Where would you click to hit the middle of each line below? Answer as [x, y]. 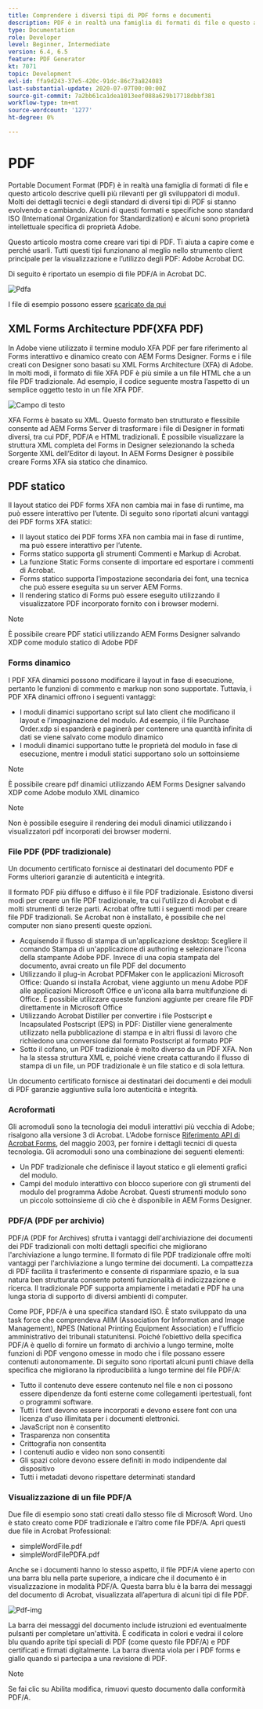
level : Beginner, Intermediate [59, 45]
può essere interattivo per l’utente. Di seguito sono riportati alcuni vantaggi [128, 513]
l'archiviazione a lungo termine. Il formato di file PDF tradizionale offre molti [130, 1254]
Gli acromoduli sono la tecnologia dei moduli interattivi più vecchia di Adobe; [131, 1127]
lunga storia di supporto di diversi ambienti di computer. [98, 1296]
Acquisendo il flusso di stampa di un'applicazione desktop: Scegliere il [133, 941]
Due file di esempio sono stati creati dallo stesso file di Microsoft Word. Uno [130, 1514]
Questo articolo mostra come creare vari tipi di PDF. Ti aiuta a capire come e [131, 242]
